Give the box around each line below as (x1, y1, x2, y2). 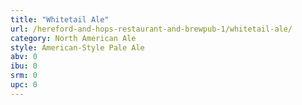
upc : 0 (10, 80, 38, 90)
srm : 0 (10, 71, 38, 81)
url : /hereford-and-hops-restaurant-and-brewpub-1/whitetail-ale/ (10, 24, 293, 34)
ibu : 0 (10, 61, 38, 71)
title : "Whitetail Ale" (10, 14, 110, 25)
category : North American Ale (10, 33, 137, 43)
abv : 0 (10, 52, 38, 62)
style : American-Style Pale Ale (10, 42, 145, 53)
